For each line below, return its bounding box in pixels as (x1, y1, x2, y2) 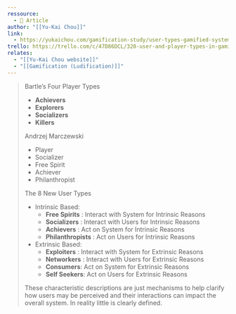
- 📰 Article (13, 17, 49, 24)
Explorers (34, 103, 65, 111)
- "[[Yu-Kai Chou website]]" (13, 56, 99, 63)
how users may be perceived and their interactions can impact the (24, 291, 216, 299)
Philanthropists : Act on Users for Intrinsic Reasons (45, 232, 195, 241)
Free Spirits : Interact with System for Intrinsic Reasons (45, 210, 206, 218)
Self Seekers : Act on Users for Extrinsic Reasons (45, 270, 188, 278)
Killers (34, 118, 55, 127)
